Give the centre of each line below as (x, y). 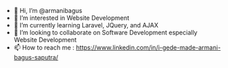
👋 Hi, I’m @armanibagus (48, 11)
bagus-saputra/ (36, 57)
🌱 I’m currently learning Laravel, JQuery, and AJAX (86, 25)
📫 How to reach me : (44, 47)
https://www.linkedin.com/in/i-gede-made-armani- (148, 47)
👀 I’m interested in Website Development (72, 18)
